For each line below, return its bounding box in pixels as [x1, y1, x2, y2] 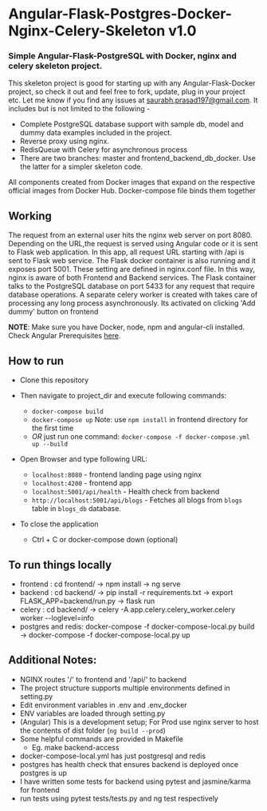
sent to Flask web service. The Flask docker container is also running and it [8, 256, 257, 266]
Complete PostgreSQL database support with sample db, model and [19, 119, 244, 129]
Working [8, 209, 52, 222]
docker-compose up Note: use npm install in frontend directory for [31, 415, 249, 425]
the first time [31, 423, 74, 433]
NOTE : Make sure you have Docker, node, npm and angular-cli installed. [8, 322, 245, 332]
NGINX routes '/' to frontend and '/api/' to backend [19, 674, 187, 684]
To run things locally [8, 557, 112, 572]
